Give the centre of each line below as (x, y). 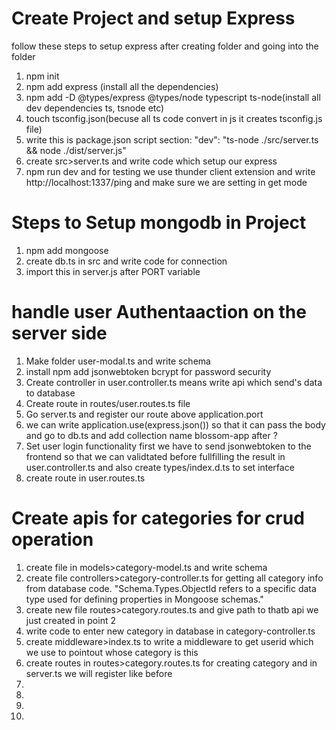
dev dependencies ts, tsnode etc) (95, 108)
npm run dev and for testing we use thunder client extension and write (170, 171)
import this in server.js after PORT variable (113, 271)
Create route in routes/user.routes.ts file (108, 403)
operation (52, 539)
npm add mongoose (67, 250)
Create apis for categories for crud (158, 518)
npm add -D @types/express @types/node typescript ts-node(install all (173, 97)
